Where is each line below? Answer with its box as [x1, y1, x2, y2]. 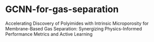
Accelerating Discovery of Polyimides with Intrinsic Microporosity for [5, 20, 149, 26]
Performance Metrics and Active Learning [5, 31, 93, 37]
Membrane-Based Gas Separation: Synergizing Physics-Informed [5, 25, 142, 31]
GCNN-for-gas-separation [5, 4, 119, 15]
